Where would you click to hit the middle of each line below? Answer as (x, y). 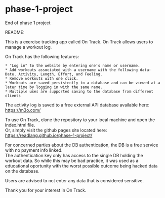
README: (15, 32)
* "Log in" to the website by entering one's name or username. (73, 66)
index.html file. (20, 125)
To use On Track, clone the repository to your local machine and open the (80, 120)
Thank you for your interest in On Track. (46, 190)
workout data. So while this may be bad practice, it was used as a (72, 161)
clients (13, 96)
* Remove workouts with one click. (42, 78)
